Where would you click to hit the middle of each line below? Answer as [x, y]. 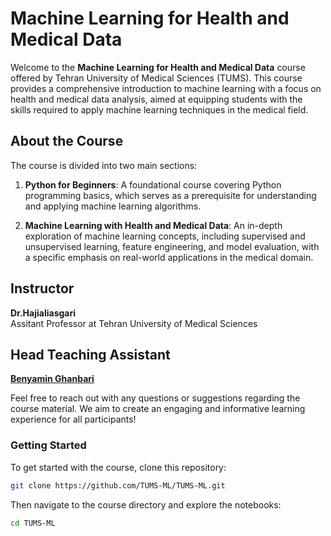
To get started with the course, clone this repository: [118, 467]
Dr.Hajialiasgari [43, 313]
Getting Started [48, 445]
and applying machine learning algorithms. [113, 206]
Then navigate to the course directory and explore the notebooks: [146, 504]
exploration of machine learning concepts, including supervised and [165, 236]
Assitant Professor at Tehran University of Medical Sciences [134, 323]
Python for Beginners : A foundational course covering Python [153, 184]
